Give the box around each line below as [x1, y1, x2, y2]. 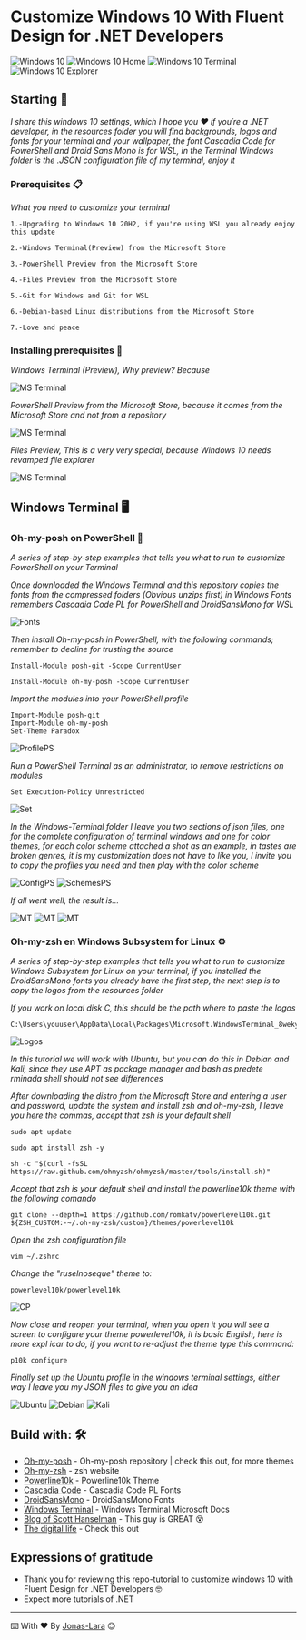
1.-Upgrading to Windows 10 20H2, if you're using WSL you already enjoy [10, 220, 296, 229]
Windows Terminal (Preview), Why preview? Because [10, 365, 211, 376]
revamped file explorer [10, 455, 95, 466]
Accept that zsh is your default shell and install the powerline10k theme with [10, 1183, 296, 1194]
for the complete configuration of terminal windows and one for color [10, 830, 271, 842]
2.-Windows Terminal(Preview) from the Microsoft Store [10, 244, 226, 253]
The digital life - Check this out [23, 1524, 140, 1534]
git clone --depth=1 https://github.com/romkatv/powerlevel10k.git [10, 1211, 271, 1220]
